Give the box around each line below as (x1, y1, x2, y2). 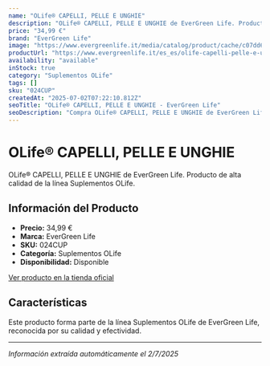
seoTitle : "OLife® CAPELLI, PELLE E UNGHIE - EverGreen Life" (8, 101, 221, 109)
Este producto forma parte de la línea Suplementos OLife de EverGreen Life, (8, 317, 260, 327)
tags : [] (8, 79, 38, 87)
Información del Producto (8, 201, 139, 215)
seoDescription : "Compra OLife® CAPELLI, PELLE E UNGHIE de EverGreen (8, 109, 250, 117)
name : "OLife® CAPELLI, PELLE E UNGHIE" (8, 11, 146, 20)
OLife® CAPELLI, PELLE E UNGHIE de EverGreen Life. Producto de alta (8, 169, 242, 179)
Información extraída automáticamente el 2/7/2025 (8, 348, 179, 358)
